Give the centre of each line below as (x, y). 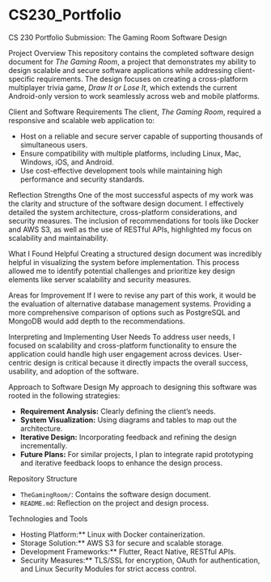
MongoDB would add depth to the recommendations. (97, 321)
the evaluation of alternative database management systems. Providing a (130, 304)
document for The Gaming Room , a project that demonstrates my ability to (132, 62)
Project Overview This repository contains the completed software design (131, 53)
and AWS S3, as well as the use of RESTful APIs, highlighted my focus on (130, 229)
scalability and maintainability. (59, 238)
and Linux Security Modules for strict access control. (108, 568)
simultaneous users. (54, 144)
